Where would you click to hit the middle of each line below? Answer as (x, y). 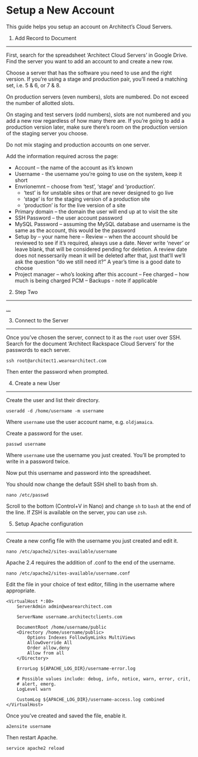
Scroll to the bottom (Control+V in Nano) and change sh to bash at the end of (99, 506)
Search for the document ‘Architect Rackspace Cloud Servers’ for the (90, 344)
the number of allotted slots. (40, 103)
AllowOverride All (50, 642)
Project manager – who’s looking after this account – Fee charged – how (102, 274)
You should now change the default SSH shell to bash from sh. (82, 484)
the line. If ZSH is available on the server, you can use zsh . (77, 512)
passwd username (26, 444)
